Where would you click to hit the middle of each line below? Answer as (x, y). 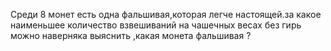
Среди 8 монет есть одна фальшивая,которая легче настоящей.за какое (166, 14)
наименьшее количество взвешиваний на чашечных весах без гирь (156, 25)
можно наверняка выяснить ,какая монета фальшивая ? (131, 35)
